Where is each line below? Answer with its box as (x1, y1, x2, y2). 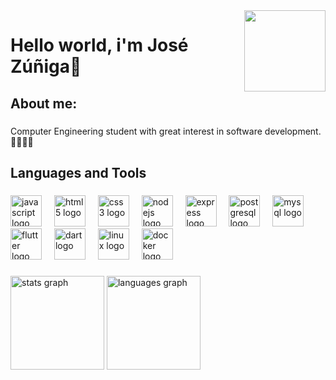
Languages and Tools (10, 164, 147, 181)
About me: (10, 95, 78, 112)
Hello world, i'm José (10, 34, 189, 57)
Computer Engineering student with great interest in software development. (10, 125, 322, 137)
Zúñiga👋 (10, 55, 82, 78)
